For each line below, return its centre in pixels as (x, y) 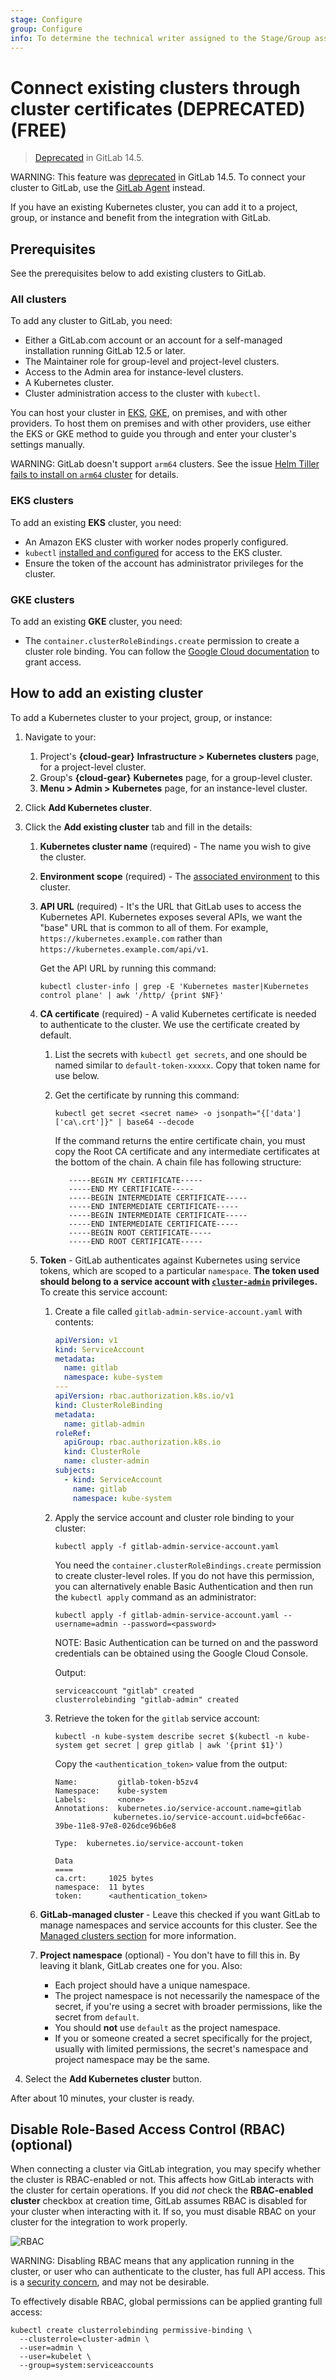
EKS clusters (42, 501)
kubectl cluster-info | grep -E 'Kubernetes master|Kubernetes (174, 986)
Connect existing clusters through (155, 87)
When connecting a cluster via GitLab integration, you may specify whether (165, 2169)
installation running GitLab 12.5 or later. (105, 351)
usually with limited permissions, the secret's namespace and (181, 2048)
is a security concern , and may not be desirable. (110, 2282)
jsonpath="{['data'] (259, 1113)
